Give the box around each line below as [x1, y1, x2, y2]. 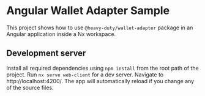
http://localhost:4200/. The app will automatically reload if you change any [6, 77, 195, 84]
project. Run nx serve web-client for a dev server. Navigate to [6, 71, 164, 78]
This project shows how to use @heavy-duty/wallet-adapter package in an [6, 24, 193, 31]
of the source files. [6, 84, 54, 91]
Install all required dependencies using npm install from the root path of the [6, 64, 199, 72]
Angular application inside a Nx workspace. [6, 30, 116, 37]
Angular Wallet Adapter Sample [6, 4, 170, 18]
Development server [6, 48, 86, 59]
